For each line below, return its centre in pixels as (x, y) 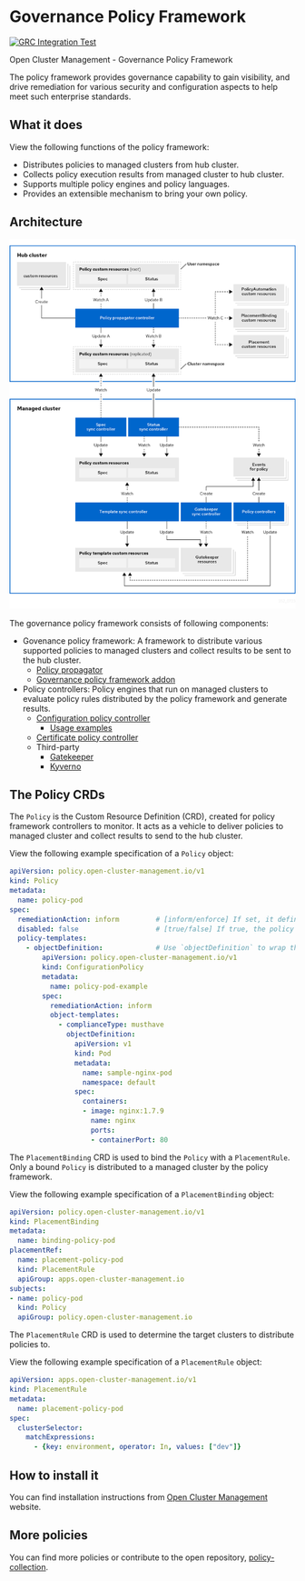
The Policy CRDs (58, 794)
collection (28, 1566)
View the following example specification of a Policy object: (122, 854)
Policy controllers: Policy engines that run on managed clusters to (145, 689)
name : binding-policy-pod (67, 1241)
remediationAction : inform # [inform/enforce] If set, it (146, 919)
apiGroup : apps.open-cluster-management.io (101, 1279)
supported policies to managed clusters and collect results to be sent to (157, 650)
